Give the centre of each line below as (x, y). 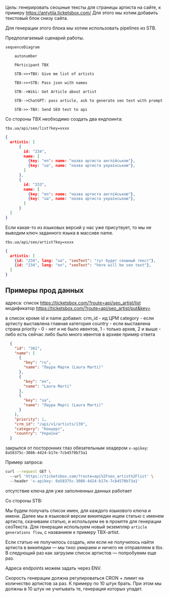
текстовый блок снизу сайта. (37, 18)
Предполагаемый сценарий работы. (45, 38)
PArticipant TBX (32, 65)
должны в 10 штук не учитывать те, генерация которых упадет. (74, 589)
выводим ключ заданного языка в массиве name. (59, 233)
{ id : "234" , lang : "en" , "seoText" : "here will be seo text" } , (83, 265)
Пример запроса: (24, 462)
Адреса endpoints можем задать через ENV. (53, 568)
